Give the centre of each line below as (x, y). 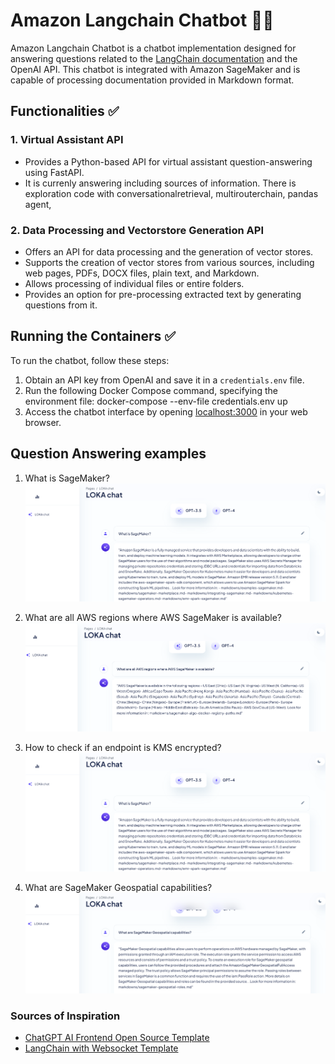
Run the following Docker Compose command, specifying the (151, 390)
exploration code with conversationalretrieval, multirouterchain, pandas (171, 193)
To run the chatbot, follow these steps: (90, 360)
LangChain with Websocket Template (101, 1048)
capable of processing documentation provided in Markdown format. (152, 80)
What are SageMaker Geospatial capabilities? (118, 887)
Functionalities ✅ (65, 111)
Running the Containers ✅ (93, 336)
